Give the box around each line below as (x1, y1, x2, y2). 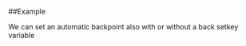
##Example (8, 7, 46, 16)
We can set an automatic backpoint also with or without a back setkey (8, 22, 239, 31)
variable (8, 31, 35, 40)
